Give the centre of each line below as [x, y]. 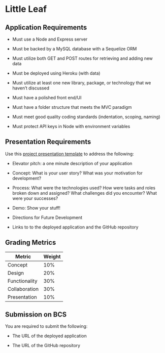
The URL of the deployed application [49, 336]
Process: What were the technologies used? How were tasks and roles [84, 188]
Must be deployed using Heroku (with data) [56, 73]
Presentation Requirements [48, 142]
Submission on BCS [36, 315]
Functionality [23, 281]
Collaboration [23, 289]
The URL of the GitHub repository [46, 346]
